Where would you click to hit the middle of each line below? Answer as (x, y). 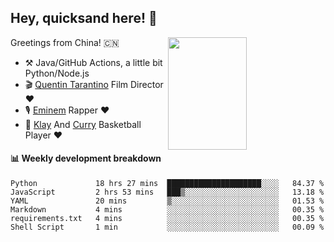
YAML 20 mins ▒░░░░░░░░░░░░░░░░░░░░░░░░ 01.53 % (167, 201)
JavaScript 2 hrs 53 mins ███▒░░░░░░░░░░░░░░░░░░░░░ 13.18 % (167, 192)
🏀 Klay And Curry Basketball (83, 124)
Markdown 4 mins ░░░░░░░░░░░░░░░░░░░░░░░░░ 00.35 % (167, 210)
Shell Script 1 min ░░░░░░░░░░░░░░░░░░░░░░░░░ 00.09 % (167, 227)
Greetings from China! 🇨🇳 (65, 42)
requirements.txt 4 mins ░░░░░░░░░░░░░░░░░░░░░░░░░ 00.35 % (167, 219)
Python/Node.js (57, 73)
